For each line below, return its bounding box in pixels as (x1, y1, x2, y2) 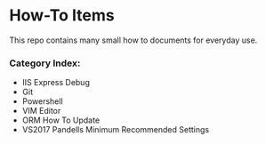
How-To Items (9, 5, 115, 26)
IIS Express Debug (21, 77, 91, 88)
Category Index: (9, 57, 81, 69)
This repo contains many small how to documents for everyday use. (9, 35, 258, 45)
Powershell (21, 96, 64, 107)
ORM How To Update (21, 115, 101, 125)
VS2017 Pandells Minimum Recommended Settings (21, 124, 210, 135)
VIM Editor (21, 106, 61, 116)
